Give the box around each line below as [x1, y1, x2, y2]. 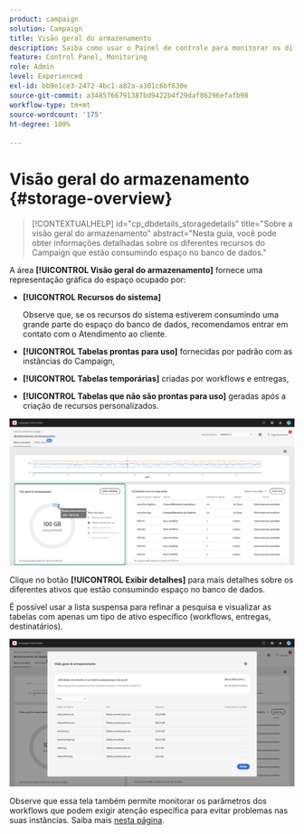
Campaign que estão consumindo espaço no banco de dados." [31, 247, 267, 258]
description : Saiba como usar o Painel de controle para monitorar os [9, 43, 281, 52]
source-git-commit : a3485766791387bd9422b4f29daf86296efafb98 [9, 90, 249, 100]
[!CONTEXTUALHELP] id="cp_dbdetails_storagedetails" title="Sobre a [31, 218, 293, 230]
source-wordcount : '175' [9, 109, 103, 119]
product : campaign [9, 14, 79, 24]
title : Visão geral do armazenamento [9, 33, 152, 43]
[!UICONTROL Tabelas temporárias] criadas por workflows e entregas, [22, 374, 290, 384]
